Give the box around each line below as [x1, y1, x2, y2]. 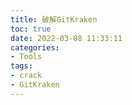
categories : [10, 42, 60, 53]
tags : [10, 61, 33, 71]
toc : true [10, 24, 52, 34]
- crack [10, 71, 43, 81]
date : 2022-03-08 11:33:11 [10, 33, 123, 43]
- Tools [10, 52, 43, 62]
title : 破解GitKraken [10, 14, 98, 25]
